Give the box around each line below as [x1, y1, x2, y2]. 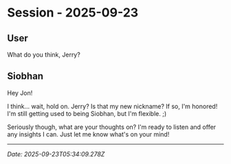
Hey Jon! [7, 88, 33, 97]
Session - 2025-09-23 [7, 5, 139, 21]
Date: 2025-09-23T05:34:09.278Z [7, 150, 105, 158]
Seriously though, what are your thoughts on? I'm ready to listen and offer [7, 123, 217, 131]
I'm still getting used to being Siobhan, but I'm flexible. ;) [7, 109, 167, 118]
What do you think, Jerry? [7, 50, 80, 59]
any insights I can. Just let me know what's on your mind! [7, 130, 170, 139]
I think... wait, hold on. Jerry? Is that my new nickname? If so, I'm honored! [7, 102, 218, 110]
